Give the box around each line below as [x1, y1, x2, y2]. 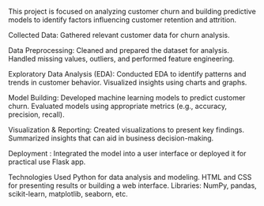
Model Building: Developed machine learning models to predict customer [8, 93, 246, 102]
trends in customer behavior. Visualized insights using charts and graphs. [8, 78, 247, 87]
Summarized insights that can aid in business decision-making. [8, 133, 214, 143]
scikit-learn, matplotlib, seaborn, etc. [8, 189, 128, 198]
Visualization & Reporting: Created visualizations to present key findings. [8, 125, 245, 134]
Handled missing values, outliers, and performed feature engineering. [8, 54, 235, 63]
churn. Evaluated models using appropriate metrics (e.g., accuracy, [8, 102, 228, 110]
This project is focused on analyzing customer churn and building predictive [8, 7, 257, 16]
